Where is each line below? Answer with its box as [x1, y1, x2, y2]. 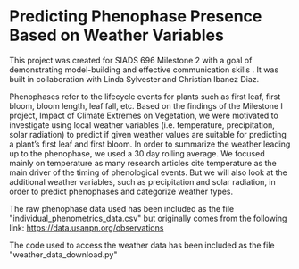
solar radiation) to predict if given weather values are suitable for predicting [9, 129, 287, 139]
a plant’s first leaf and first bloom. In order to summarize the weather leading [9, 139, 291, 149]
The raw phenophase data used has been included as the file [9, 203, 235, 214]
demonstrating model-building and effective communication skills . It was [9, 64, 279, 75]
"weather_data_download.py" [9, 248, 118, 260]
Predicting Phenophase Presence [9, 6, 262, 27]
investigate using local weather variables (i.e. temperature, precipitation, [9, 119, 275, 130]
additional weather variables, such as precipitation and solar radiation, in [9, 176, 277, 187]
